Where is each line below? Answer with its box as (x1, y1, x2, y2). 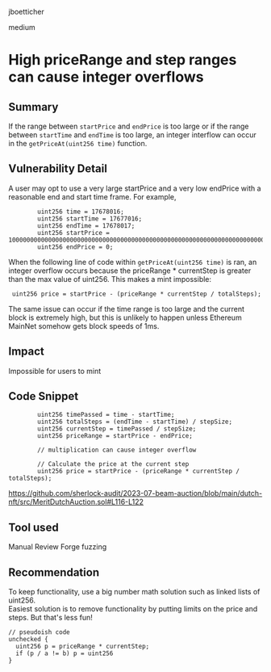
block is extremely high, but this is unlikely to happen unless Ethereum (8, 313, 242, 322)
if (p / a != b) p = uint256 (15, 649, 114, 657)
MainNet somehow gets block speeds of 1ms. (8, 321, 160, 330)
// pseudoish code (8, 628, 70, 636)
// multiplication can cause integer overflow (37, 446, 197, 455)
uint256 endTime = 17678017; (37, 221, 135, 229)
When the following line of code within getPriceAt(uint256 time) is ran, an (8, 257, 257, 267)
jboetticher (8, 7, 44, 16)
